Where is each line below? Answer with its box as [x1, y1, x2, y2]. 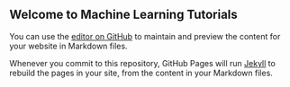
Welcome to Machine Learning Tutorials [9, 7, 239, 22]
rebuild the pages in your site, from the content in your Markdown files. [9, 67, 273, 78]
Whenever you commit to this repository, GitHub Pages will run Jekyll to [9, 57, 276, 68]
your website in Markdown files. [9, 40, 128, 51]
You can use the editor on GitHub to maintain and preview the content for [9, 30, 281, 41]
